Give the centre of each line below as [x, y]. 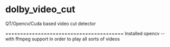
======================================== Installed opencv [82, 33]
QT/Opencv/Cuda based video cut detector [51, 24]
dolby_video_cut [40, 9]
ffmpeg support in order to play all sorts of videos [67, 39]
